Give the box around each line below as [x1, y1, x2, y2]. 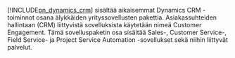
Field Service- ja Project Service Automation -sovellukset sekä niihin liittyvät [7, 36, 229, 44]
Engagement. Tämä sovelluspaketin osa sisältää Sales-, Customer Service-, [7, 28, 227, 36]
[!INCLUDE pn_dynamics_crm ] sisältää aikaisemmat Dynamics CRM [7, 6, 202, 14]
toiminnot [7, 13, 35, 22]
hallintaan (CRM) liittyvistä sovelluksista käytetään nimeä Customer [7, 21, 202, 29]
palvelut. [7, 43, 33, 51]
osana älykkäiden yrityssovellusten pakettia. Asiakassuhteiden [36, 13, 217, 22]
